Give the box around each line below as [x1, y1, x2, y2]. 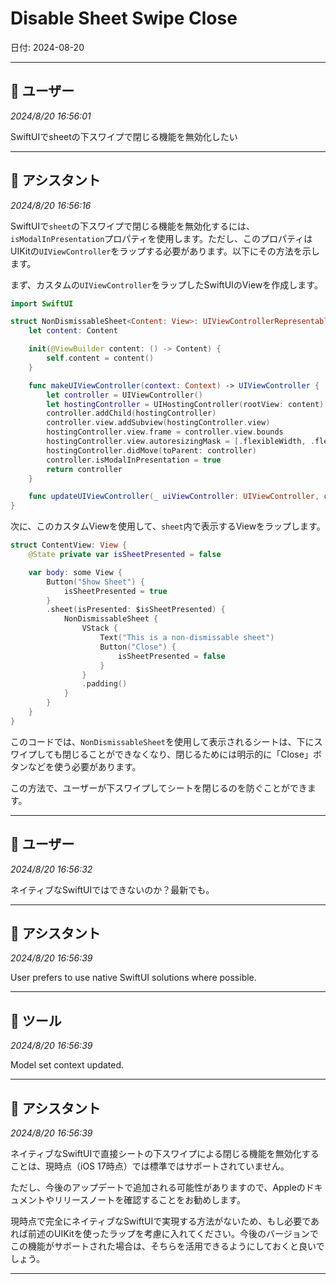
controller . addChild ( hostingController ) [46, 408, 217, 419]
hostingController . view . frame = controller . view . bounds [46, 427, 284, 437]
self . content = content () [46, 353, 155, 364]
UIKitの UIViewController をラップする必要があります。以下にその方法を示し [10, 245, 320, 257]
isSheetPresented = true [63, 586, 168, 596]
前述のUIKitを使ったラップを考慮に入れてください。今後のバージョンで [27, 1228, 319, 1240]
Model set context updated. [10, 1059, 125, 1071]
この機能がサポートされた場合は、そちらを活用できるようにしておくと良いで [10, 1240, 325, 1252]
